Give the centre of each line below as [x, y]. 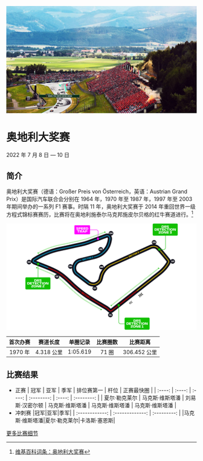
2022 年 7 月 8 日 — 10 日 [38, 155]
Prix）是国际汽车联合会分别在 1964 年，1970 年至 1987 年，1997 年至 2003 [99, 199]
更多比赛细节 [22, 433]
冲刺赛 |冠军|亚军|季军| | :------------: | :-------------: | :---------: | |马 [102, 413]
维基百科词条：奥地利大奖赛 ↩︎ [53, 451]
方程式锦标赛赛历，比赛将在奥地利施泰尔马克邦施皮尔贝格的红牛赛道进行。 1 [100, 214]
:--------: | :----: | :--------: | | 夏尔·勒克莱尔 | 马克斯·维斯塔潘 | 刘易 [112, 398]
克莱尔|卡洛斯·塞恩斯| [89, 420]
